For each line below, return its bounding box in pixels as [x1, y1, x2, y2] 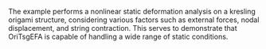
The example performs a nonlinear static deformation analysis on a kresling [8, 7, 256, 16]
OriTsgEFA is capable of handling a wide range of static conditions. [8, 32, 229, 41]
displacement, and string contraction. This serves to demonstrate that [8, 24, 237, 32]
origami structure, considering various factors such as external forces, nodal [8, 15, 260, 24]
